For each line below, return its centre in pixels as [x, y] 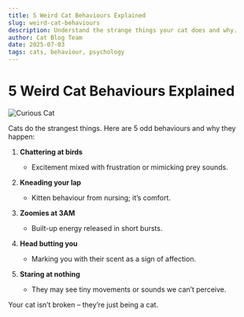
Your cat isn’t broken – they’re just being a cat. [83, 304]
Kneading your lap [50, 182]
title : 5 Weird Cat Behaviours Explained [77, 15]
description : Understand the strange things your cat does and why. [123, 30]
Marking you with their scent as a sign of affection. [114, 259]
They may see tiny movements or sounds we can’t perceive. [129, 289]
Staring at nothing [50, 274]
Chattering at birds [51, 151]
